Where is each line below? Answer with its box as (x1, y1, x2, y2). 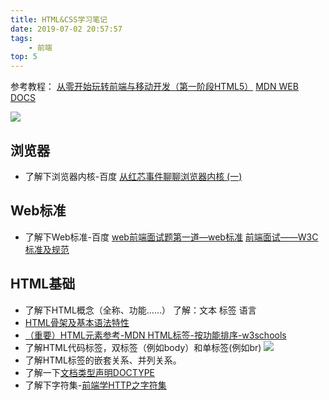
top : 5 (10, 52, 38, 62)
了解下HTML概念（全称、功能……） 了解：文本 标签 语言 (24, 304, 257, 316)
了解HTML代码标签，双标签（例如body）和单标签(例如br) (24, 341, 262, 353)
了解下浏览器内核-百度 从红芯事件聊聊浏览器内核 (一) (24, 170, 243, 182)
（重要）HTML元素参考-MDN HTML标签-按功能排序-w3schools (24, 329, 287, 341)
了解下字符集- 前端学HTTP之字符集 (24, 379, 167, 391)
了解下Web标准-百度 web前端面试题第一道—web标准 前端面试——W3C (24, 231, 319, 243)
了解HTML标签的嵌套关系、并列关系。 (24, 354, 182, 366)
